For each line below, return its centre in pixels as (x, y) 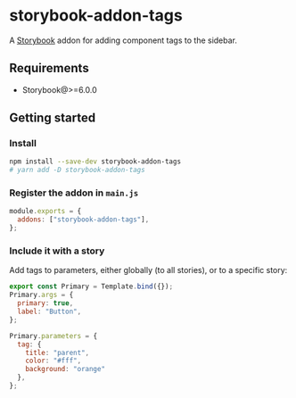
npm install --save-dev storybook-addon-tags (95, 162)
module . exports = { (45, 211)
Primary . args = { (41, 295)
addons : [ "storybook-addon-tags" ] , (83, 220)
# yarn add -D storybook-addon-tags (77, 170)
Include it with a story (57, 251)
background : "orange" (65, 369)
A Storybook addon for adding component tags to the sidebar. (123, 40)
